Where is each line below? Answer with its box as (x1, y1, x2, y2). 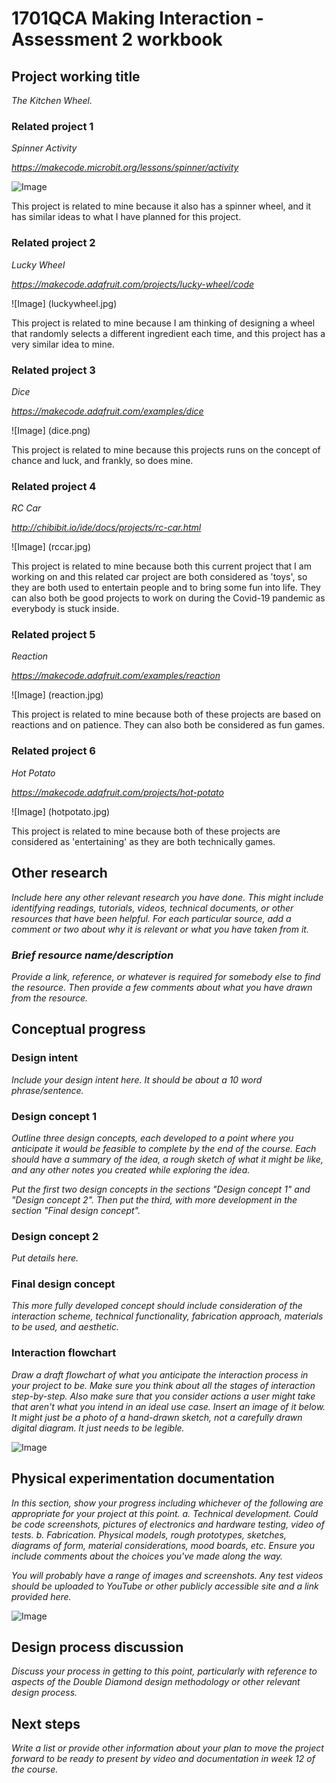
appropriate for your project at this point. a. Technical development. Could (11, 1507, 319, 1519)
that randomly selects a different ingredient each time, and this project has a (11, 327, 326, 339)
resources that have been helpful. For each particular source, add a (11, 912, 292, 924)
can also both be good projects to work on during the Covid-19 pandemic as (11, 592, 326, 604)
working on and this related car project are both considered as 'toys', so (11, 571, 308, 583)
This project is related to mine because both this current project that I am (11, 560, 312, 572)
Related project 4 (11, 479, 97, 493)
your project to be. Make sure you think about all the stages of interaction (11, 1379, 316, 1391)
